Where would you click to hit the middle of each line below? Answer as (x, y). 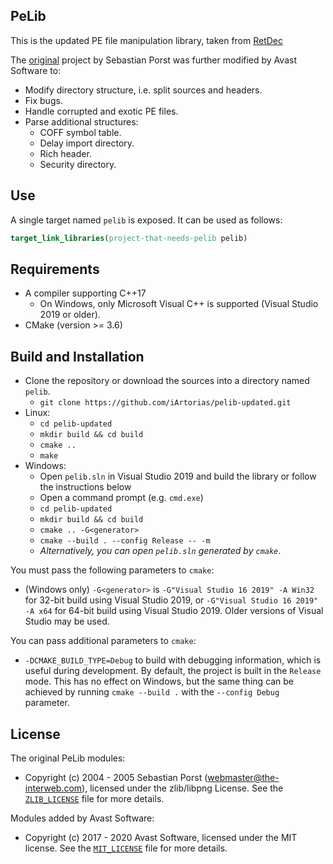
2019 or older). (70, 315)
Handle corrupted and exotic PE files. (101, 111)
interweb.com (53, 788)
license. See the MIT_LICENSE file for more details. (126, 848)
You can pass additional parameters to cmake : (103, 641)
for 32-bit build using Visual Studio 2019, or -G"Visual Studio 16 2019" (171, 600)
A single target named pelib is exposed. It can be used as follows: (146, 220)
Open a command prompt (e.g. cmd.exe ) (121, 498)
